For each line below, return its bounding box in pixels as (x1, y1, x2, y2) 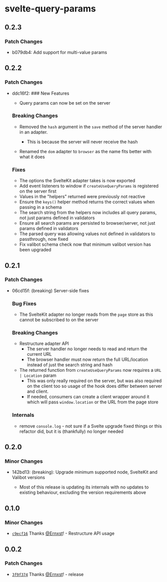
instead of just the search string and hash (26, 362, 113, 368)
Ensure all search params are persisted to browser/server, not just (19, 220, 155, 226)
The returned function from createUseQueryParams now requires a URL (19, 367, 161, 373)
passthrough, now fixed (19, 236, 68, 242)
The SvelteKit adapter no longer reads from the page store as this (19, 311, 153, 318)
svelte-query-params (4, 3, 96, 15)
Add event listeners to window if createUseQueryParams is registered (19, 183, 158, 189)
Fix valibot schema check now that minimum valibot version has (19, 241, 151, 248)
